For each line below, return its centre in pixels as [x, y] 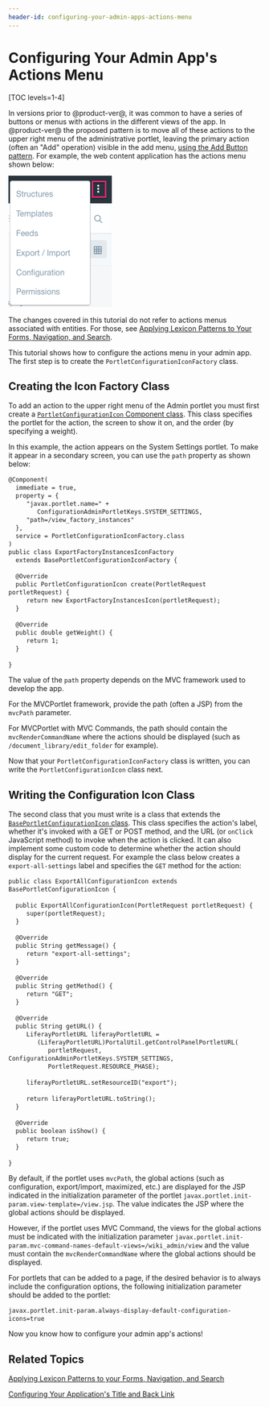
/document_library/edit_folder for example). [84, 746]
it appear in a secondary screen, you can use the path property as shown [129, 456]
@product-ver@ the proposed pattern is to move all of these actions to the [132, 130]
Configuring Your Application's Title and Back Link [92, 1394]
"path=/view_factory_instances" [80, 520]
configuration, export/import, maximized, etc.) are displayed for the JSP [127, 1187]
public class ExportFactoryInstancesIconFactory [91, 552]
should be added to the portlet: [59, 1295]
